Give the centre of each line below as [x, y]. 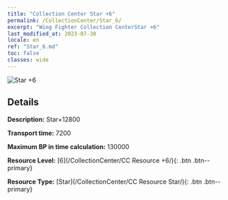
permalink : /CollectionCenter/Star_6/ [64, 20]
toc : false [23, 54]
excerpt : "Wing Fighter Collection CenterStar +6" [84, 27]
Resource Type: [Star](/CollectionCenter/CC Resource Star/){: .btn [105, 182]
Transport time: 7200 [39, 133]
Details [23, 102]
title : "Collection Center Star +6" [61, 14]
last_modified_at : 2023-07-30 [52, 34]
